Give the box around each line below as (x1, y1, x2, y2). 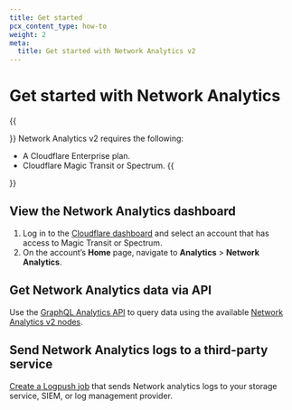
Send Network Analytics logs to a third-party (9, 342, 268, 358)
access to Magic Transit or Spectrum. (22, 237, 163, 248)
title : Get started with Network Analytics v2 (17, 47, 196, 56)
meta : (9, 38, 30, 48)
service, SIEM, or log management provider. (9, 390, 174, 401)
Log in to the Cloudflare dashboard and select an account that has (22, 228, 269, 238)
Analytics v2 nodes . (9, 316, 83, 327)
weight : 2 (9, 30, 47, 39)
